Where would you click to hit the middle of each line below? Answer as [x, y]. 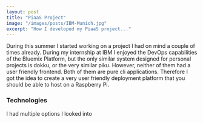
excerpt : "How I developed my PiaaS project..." [69, 29]
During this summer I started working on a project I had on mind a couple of [101, 46]
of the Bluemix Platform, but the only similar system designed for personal [99, 59]
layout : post [23, 12]
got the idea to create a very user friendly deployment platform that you [96, 78]
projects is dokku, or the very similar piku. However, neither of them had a [98, 65]
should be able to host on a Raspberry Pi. [58, 85]
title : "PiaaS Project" [36, 18]
